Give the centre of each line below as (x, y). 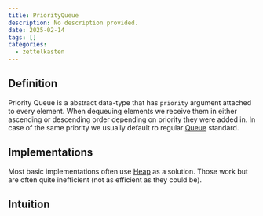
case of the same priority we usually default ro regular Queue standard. (124, 127)
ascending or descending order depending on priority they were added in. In (132, 119)
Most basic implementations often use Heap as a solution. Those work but (128, 171)
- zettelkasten (40, 52)
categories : (27, 45)
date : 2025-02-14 (37, 30)
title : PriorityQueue (44, 15)
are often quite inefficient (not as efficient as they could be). (105, 179)
